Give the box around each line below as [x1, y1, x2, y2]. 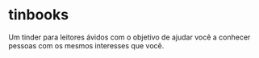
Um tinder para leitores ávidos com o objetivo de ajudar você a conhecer [8, 32, 251, 42]
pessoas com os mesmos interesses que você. [8, 40, 165, 50]
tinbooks [8, 6, 69, 24]
